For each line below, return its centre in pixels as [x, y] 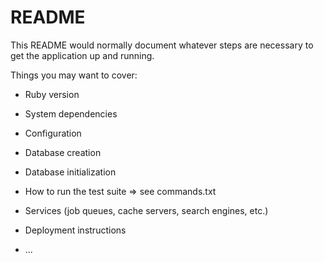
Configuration [53, 133]
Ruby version [52, 94]
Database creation [63, 152]
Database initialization [70, 172]
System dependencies [71, 113]
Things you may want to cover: [74, 75]
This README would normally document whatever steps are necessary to [162, 45]
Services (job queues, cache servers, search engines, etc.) [146, 210]
